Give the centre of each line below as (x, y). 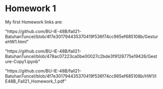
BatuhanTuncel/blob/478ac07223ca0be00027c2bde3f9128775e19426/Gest (81, 56)
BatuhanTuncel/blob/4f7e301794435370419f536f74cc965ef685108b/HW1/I (81, 76)
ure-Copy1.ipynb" (23, 61)
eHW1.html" (17, 41)
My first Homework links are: (34, 22)
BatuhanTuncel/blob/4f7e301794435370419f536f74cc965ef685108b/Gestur (81, 36)
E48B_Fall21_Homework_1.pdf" (36, 81)
